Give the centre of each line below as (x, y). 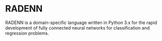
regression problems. (27, 33)
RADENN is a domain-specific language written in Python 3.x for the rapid (81, 22)
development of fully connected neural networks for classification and (77, 27)
